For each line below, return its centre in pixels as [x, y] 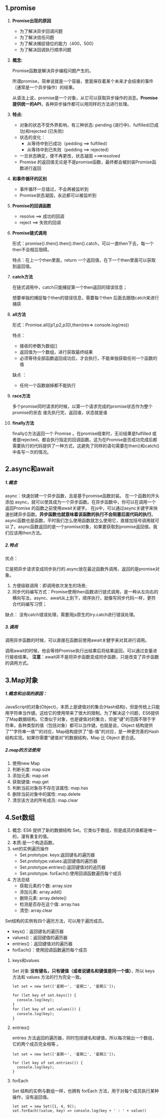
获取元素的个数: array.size [46, 886]
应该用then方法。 [27, 533]
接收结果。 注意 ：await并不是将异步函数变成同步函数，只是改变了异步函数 [84, 657]
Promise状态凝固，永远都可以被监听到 [58, 195]
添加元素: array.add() [41, 892]
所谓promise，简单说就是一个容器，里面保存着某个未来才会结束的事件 [83, 81]
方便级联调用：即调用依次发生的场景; [50, 586]
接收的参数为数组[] [38, 346]
